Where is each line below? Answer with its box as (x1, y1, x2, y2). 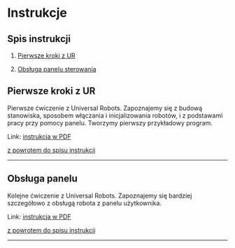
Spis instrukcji (7, 33, 71, 45)
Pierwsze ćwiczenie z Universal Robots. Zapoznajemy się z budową (7, 104, 203, 112)
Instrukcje (7, 5, 68, 21)
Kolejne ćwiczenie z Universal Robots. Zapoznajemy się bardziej (7, 191, 192, 200)
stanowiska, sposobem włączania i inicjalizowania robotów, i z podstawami (7, 111, 223, 120)
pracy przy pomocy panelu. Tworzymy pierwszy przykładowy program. (7, 118, 213, 127)
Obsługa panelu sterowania (17, 65, 97, 73)
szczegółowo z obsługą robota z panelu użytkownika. (7, 198, 162, 207)
